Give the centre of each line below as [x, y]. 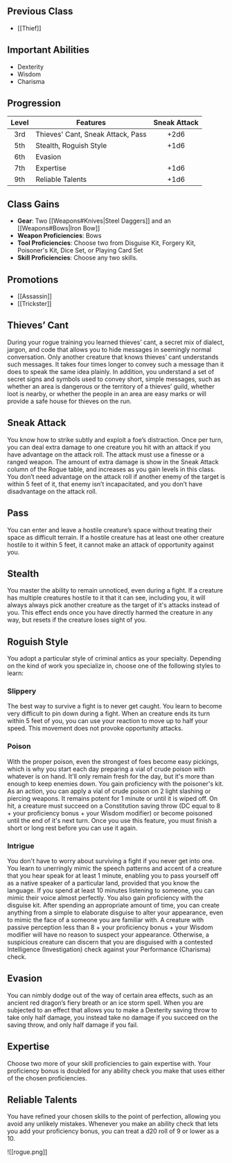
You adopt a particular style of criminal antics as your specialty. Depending [114, 659]
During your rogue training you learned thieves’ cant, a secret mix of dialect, [116, 342]
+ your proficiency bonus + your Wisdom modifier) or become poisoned [110, 813]
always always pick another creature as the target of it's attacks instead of [114, 605]
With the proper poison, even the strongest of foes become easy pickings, [113, 761]
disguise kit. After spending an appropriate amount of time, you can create [114, 906]
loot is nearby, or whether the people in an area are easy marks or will [107, 393]
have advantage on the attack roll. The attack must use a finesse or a [106, 455]
